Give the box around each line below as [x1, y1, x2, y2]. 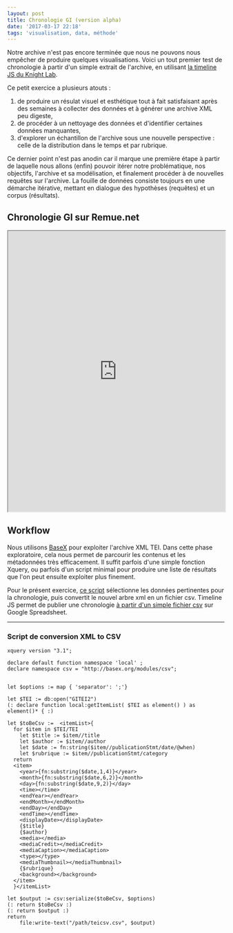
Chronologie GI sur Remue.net [7, 211, 140, 223]
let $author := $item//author [19, 738, 107, 745]
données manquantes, [17, 126, 81, 135]
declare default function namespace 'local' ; [7, 659, 143, 667]
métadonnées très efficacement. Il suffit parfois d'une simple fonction [7, 558, 205, 566]
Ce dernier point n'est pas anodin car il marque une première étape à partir [7, 155, 221, 163]
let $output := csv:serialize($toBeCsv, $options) [7, 896, 156, 903]
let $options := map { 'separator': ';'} [7, 684, 128, 691]
